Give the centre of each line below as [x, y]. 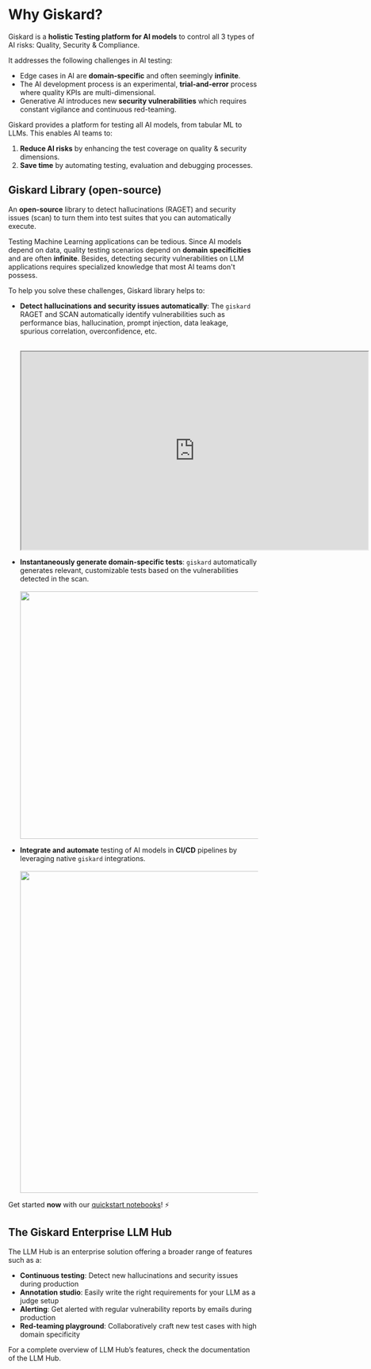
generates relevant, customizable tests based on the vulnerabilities [129, 570]
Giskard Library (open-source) [85, 191]
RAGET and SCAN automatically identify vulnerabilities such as [122, 314]
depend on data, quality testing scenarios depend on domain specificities [130, 250]
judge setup [39, 1300]
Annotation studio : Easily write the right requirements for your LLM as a [138, 1292]
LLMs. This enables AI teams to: [61, 133]
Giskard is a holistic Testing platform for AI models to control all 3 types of [132, 36]
